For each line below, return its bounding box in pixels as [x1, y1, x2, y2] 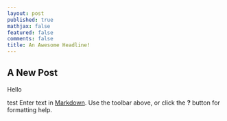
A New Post [7, 67, 58, 79]
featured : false [7, 29, 53, 36]
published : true [7, 16, 53, 23]
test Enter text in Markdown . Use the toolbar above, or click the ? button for [7, 98, 221, 107]
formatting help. [7, 105, 53, 113]
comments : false [7, 36, 53, 42]
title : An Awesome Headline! [7, 42, 91, 49]
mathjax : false [7, 23, 51, 29]
